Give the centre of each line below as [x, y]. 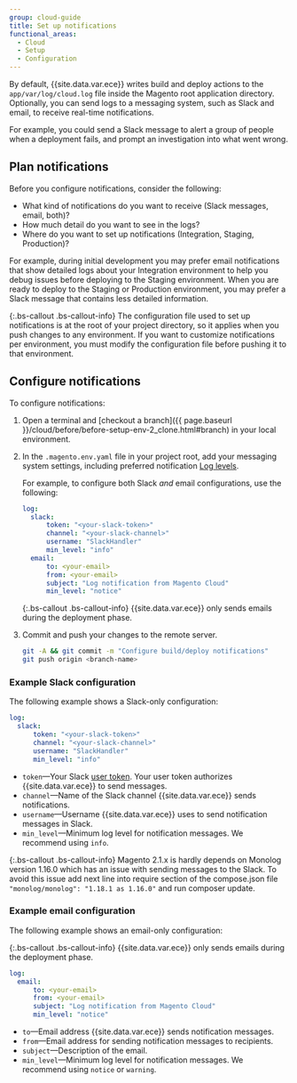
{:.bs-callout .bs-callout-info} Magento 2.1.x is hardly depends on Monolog [145, 860]
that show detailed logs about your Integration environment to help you [139, 270]
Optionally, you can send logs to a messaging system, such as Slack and [142, 103]
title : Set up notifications [63, 26]
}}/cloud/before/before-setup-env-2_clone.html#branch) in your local [149, 429]
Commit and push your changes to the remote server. [120, 635]
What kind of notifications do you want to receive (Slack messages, [145, 205]
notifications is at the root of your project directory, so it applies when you [144, 325]
